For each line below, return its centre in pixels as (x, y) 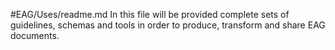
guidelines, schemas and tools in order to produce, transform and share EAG (168, 25)
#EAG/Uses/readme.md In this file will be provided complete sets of (150, 14)
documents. (35, 35)
